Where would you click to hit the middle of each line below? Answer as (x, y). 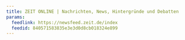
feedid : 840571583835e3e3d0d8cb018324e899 (65, 28)
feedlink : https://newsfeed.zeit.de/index (65, 22)
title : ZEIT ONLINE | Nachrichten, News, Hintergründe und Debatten (92, 11)
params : (16, 17)
